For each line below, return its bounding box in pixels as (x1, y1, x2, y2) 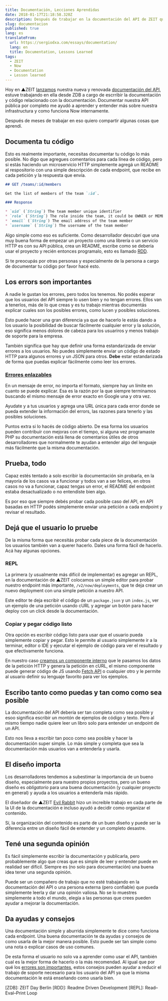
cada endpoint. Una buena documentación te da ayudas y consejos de (5, 933, 151, 939)
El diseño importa (5, 760, 61, 769)
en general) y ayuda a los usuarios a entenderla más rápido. (5, 790, 129, 796)
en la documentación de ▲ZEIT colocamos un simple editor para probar (5, 577, 154, 583)
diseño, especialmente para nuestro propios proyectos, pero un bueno (5, 779, 150, 785)
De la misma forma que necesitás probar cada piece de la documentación (5, 537, 157, 543)
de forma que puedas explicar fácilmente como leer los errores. (5, 359, 136, 365)
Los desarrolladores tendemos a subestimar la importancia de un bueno (5, 773, 153, 780)
